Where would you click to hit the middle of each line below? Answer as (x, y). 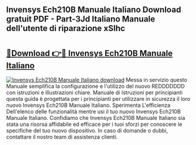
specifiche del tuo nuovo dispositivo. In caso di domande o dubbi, (87, 130)
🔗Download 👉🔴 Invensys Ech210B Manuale (90, 53)
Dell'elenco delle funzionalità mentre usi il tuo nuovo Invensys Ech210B (94, 112)
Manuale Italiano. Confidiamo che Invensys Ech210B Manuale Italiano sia (96, 118)
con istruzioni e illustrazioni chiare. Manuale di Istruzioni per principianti (94, 92)
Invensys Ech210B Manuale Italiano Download (94, 10)
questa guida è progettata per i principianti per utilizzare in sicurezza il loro (98, 99)
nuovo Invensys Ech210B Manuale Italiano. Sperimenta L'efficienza (88, 105)
